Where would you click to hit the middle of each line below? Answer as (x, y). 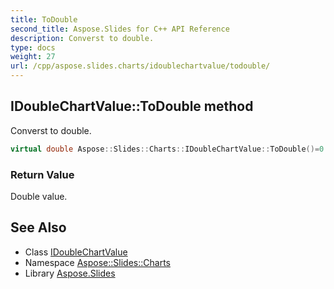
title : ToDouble (44, 19)
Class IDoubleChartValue (76, 252)
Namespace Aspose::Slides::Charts (97, 262)
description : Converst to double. (82, 38)
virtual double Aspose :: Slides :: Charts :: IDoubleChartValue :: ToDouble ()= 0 (167, 149)
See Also (38, 227)
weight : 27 (33, 57)
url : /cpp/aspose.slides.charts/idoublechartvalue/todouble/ (140, 66)
